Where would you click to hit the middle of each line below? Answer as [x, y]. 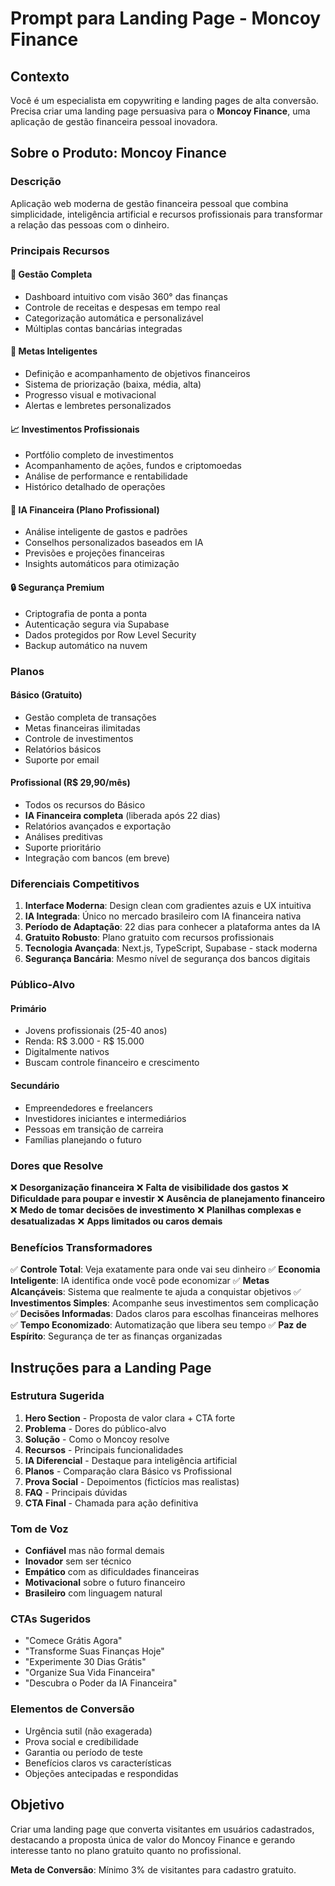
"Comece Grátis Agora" [73, 1641]
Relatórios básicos [63, 749]
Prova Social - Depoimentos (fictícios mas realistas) [132, 1481]
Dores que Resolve [57, 1165]
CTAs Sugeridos [51, 1619]
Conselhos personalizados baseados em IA [114, 543]
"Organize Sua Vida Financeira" [90, 1673]
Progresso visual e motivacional [90, 395]
